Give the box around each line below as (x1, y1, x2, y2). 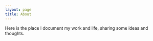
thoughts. (5, 30, 24, 36)
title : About (5, 12, 32, 17)
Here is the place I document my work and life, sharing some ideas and (5, 25, 148, 31)
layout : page (5, 7, 32, 12)
